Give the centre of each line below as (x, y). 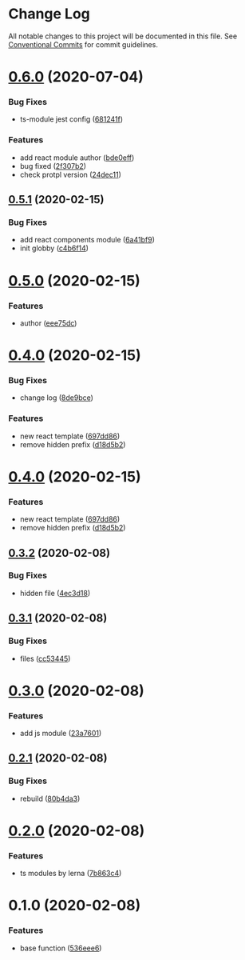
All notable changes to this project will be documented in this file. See (123, 36)
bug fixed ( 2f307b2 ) (53, 166)
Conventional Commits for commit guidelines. (83, 44)
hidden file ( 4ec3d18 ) (55, 593)
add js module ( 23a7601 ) (61, 734)
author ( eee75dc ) (48, 323)
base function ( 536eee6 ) (61, 948)
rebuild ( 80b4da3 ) (50, 798)
